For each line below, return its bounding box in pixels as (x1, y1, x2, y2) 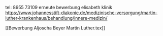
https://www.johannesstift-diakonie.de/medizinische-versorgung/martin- (5, 10, 158, 16)
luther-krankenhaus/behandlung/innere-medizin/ (5, 15, 108, 21)
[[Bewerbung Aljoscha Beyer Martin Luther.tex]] (5, 25, 106, 31)
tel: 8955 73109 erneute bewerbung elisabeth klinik (5, 5, 113, 10)
